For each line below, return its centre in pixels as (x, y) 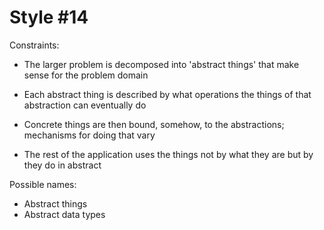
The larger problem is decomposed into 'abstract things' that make (161, 64)
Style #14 (49, 17)
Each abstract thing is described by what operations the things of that (167, 94)
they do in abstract (62, 165)
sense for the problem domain (86, 75)
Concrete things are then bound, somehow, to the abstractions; (154, 124)
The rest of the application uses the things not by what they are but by (168, 154)
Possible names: (43, 184)
